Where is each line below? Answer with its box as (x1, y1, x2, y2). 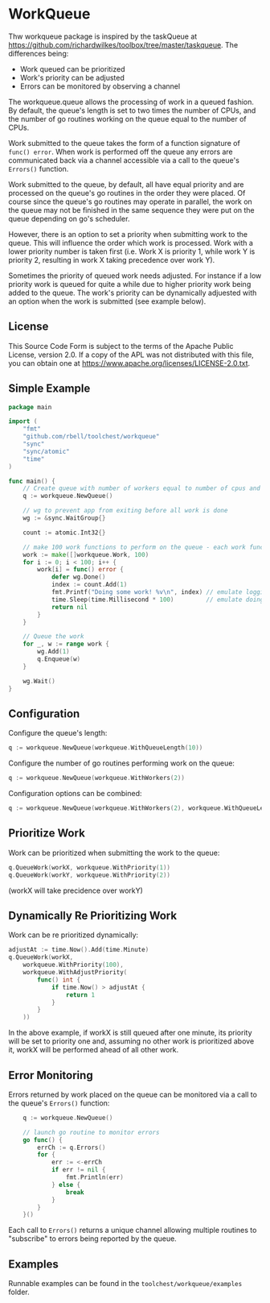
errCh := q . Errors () (37, 1143, 106, 1152)
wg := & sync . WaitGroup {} (22, 514, 106, 522)
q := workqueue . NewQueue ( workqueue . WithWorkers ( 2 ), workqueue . (8, 804, 225, 812)
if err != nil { (51, 1166, 106, 1174)
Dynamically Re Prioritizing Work (8, 908, 178, 923)
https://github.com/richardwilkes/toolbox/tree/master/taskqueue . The (8, 39, 239, 49)
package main (8, 403, 52, 411)
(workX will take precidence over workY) (8, 886, 143, 895)
